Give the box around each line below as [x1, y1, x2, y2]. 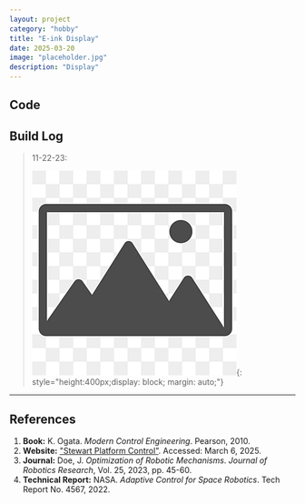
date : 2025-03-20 [9, 44, 75, 53]
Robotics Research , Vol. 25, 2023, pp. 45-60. [22, 465, 192, 476]
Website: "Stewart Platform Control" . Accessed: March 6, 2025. [22, 446, 261, 457]
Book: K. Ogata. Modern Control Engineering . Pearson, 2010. [22, 436, 251, 447]
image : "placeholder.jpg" [9, 53, 107, 63]
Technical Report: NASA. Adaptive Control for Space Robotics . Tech [22, 474, 280, 486]
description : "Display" [9, 63, 100, 72]
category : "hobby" [9, 24, 79, 34]
